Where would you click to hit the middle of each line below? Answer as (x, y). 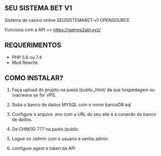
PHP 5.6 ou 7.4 (27, 57)
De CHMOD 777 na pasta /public (45, 129)
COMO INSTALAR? (34, 78)
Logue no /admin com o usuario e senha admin (60, 139)
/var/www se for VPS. (34, 95)
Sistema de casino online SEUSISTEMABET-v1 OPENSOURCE (67, 20)
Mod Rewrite (25, 62)
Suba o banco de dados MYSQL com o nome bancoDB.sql (71, 105)
